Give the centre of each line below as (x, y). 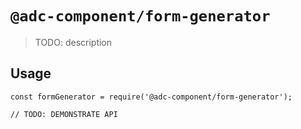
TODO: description (73, 42)
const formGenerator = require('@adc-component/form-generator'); (151, 97)
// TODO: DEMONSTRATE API (64, 114)
